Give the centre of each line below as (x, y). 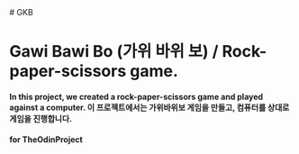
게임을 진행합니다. (41, 118)
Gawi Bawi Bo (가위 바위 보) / (114, 52)
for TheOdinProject (46, 140)
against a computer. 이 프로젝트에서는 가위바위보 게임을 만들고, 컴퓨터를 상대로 (149, 107)
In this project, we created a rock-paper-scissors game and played (136, 96)
